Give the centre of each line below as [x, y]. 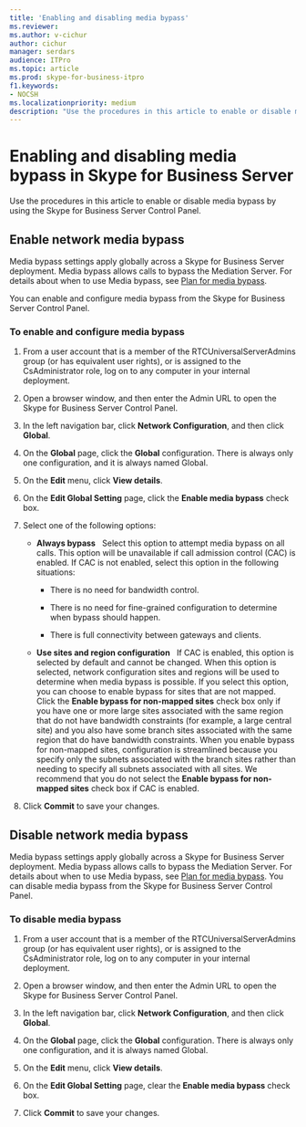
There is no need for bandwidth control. [124, 590]
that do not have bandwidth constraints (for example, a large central [164, 721]
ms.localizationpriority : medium [73, 103]
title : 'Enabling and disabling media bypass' [99, 18]
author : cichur [38, 43]
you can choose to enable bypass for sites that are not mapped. [156, 692]
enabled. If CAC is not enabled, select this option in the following [158, 563]
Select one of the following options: [89, 526]
